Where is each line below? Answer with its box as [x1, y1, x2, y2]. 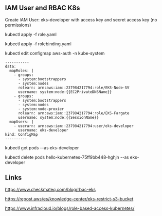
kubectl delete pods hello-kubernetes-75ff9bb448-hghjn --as [5, 154, 129, 160]
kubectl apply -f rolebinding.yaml [5, 41, 72, 47]
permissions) [5, 22, 32, 28]
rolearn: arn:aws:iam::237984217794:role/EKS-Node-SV [18, 85, 130, 90]
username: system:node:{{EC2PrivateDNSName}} [18, 90, 112, 94]
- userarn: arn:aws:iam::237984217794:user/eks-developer [14, 124, 134, 128]
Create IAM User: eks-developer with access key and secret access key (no [5, 17, 157, 22]
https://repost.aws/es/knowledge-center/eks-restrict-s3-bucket [5, 196, 134, 201]
